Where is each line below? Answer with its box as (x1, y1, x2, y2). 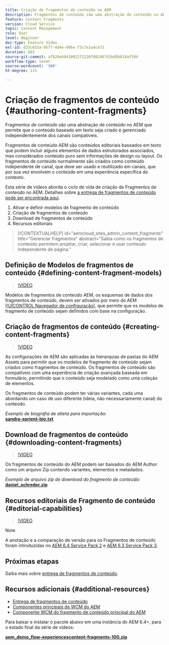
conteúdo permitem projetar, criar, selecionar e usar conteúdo (17, 241, 146, 247)
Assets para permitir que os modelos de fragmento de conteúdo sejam (5, 359, 152, 365)
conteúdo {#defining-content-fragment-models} (5, 269, 162, 277)
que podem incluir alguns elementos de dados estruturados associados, (5, 147, 155, 154)
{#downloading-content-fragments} (5, 438, 122, 447)
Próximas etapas (5, 557, 59, 565)
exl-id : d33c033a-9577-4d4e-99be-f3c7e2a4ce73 (5, 45, 105, 50)
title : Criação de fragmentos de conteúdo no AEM (5, 7, 112, 13)
